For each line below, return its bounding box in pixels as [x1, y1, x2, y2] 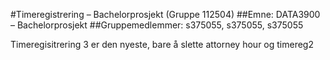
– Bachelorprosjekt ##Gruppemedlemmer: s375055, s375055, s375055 [10, 19, 304, 31]
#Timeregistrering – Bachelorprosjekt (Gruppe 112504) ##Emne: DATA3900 [10, 9, 321, 20]
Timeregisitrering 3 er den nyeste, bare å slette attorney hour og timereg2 [10, 39, 314, 50]
